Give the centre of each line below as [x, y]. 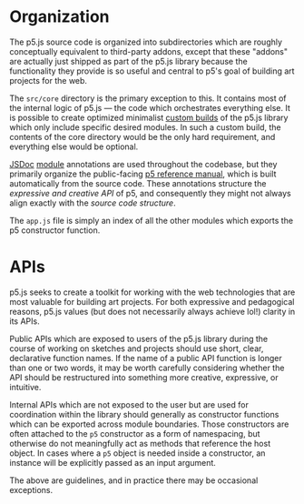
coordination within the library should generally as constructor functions [144, 414]
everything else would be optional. [74, 146]
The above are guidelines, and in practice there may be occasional [134, 480]
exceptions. [31, 489]
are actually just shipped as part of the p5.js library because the [128, 61]
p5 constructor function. [55, 230]
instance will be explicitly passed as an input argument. [113, 462]
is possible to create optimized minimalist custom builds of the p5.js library [149, 117]
